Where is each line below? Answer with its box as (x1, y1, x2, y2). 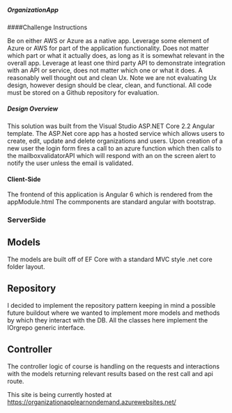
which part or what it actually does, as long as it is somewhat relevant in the (7, 51, 225, 59)
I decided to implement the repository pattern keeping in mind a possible (7, 301, 216, 309)
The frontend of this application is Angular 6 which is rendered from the (7, 190, 213, 198)
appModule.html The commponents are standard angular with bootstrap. (7, 198, 216, 206)
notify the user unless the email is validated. (7, 159, 134, 167)
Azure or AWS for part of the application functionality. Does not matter (7, 44, 209, 52)
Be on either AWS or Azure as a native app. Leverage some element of (7, 36, 210, 45)
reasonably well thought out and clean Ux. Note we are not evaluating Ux (7, 73, 217, 81)
